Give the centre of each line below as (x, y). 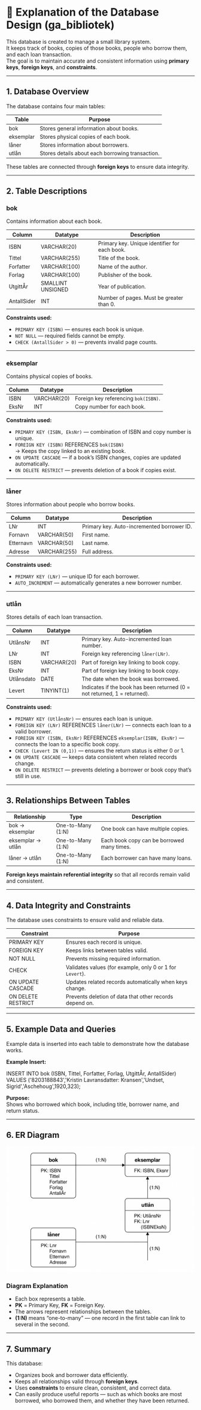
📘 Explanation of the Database (83, 12)
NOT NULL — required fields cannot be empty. (70, 335)
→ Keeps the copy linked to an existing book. (70, 451)
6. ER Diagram (33, 1135)
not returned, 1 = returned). (115, 694)
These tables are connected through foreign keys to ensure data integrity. (98, 166)
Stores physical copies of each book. (85, 136)
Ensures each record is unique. (104, 942)
